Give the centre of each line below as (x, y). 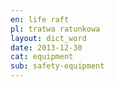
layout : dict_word (48, 38)
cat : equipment (42, 57)
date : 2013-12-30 (46, 47)
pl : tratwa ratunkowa (55, 29)
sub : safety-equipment (57, 66)
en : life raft (40, 19)
